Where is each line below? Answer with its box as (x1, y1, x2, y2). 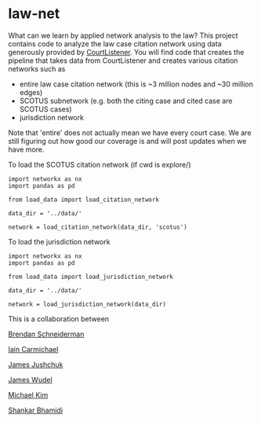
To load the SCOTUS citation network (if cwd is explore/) (8, 160, 191, 169)
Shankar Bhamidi (8, 405, 63, 415)
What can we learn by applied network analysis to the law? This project (8, 31, 238, 40)
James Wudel (8, 375, 53, 384)
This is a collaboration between (8, 314, 110, 323)
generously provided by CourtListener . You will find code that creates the (8, 47, 245, 57)
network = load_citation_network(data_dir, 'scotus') (8, 223, 188, 231)
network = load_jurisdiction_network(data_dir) (8, 300, 167, 308)
